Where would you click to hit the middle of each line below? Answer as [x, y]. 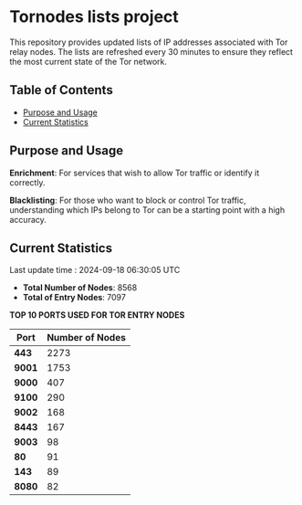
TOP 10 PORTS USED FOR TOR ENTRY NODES [97, 315]
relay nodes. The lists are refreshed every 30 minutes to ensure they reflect [151, 51]
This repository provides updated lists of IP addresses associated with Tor [149, 42]
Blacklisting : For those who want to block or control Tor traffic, [128, 200]
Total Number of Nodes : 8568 [80, 288]
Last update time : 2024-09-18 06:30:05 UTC [95, 270]
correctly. [27, 182]
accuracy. [28, 219]
